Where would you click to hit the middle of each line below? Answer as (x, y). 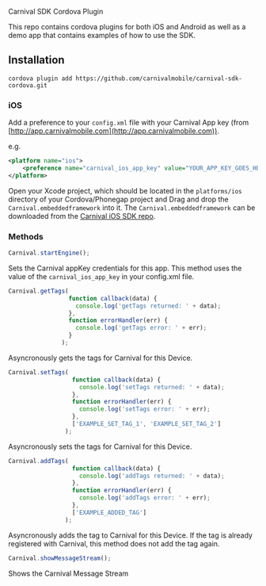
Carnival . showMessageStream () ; (60, 558)
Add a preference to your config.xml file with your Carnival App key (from (129, 123)
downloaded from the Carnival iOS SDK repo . (82, 216)
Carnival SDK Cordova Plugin (56, 11)
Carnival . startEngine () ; (49, 253)
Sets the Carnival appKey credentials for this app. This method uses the (125, 268)
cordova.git (28, 85)
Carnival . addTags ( (38, 461)
